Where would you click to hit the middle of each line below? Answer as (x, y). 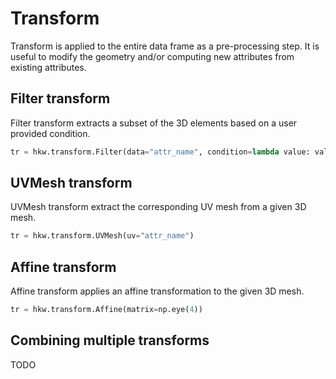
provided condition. (50, 133)
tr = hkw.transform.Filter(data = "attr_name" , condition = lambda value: (160, 152)
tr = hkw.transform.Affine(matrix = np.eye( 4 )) (106, 310)
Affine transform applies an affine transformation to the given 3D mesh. (157, 291)
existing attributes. (48, 67)
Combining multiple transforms (110, 340)
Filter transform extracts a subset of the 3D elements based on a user (154, 123)
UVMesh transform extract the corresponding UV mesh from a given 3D (158, 207)
